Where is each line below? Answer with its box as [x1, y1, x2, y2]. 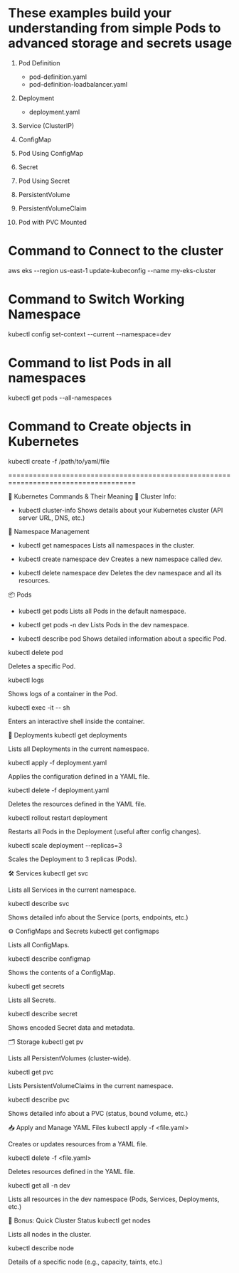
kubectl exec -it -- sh [8, 703, 70, 712]
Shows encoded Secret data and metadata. [8, 1023, 135, 1032]
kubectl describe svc [8, 899, 70, 907]
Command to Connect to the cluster [8, 243, 223, 259]
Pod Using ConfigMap [18, 149, 84, 157]
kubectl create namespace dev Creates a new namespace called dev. [18, 555, 223, 563]
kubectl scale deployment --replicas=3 [8, 841, 123, 849]
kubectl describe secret [8, 1009, 78, 1018]
